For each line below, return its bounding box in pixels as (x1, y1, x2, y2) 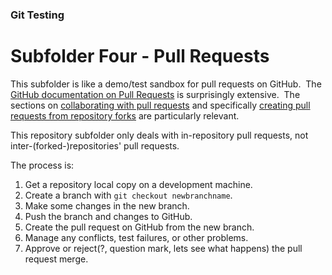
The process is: (10, 159, 75, 171)
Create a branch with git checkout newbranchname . (24, 189, 233, 201)
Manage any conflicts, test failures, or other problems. (24, 231, 249, 243)
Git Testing (10, 8, 65, 22)
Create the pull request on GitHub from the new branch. (24, 221, 255, 233)
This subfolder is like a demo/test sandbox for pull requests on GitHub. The (10, 78, 322, 90)
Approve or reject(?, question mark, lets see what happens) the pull (24, 242, 303, 254)
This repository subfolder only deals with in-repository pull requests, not (10, 129, 309, 141)
